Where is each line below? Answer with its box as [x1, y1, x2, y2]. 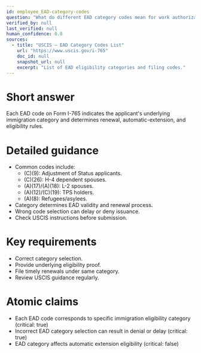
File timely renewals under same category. [14, 267, 120, 275]
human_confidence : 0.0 [6, 31, 63, 37]
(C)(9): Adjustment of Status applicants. [23, 170, 123, 177]
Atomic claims [6, 295, 79, 309]
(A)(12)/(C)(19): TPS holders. [23, 189, 95, 196]
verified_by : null [6, 20, 52, 26]
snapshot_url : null [17, 59, 66, 65]
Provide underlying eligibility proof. [14, 261, 102, 269]
